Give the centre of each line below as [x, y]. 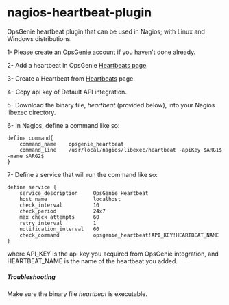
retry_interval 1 [58, 223]
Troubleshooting [32, 277]
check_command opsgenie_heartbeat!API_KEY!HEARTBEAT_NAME [119, 235]
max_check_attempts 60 [59, 217]
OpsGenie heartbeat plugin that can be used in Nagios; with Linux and [106, 31]
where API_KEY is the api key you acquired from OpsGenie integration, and [113, 254]
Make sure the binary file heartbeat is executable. [77, 294]
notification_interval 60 [59, 229]
